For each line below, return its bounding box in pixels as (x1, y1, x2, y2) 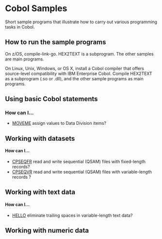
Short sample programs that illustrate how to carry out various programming (5, 19, 158, 25)
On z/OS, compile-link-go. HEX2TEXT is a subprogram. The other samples (5, 51, 154, 57)
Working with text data (5, 188, 76, 196)
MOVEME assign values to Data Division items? (12, 120, 107, 126)
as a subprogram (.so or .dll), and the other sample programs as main (5, 75, 144, 81)
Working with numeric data (5, 226, 89, 235)
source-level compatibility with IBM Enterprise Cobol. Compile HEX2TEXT (5, 71, 153, 76)
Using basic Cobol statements (5, 95, 98, 103)
